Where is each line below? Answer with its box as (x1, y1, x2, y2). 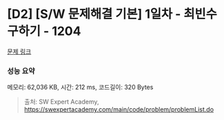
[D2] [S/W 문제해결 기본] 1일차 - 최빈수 (7, 6, 217, 22)
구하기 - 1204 (7, 23, 81, 39)
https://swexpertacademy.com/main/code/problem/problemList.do (23, 106, 214, 114)
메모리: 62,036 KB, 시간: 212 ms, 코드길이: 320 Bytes (7, 83, 154, 91)
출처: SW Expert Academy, (23, 97, 99, 106)
